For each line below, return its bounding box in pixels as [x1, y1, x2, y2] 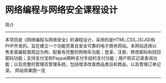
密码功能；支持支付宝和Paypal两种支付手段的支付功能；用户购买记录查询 [5, 55, 153, 61]
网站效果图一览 [14, 67, 45, 73]
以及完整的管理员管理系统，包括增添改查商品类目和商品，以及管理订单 [13, 61, 157, 67]
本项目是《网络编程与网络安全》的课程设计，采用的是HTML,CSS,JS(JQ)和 [5, 36, 156, 42]
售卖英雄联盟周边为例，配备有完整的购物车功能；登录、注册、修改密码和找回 [5, 49, 161, 55]
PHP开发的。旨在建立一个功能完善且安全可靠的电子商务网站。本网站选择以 [5, 43, 157, 49]
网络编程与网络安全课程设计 [5, 4, 118, 16]
